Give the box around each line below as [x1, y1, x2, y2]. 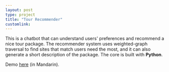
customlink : [5, 21, 31, 27]
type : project [5, 12, 36, 17]
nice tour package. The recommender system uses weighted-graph [5, 41, 148, 47]
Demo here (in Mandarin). [5, 61, 60, 67]
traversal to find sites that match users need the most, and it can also [5, 46, 151, 52]
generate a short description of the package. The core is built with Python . [5, 52, 163, 58]
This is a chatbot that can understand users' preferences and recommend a [5, 35, 164, 42]
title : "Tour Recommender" [5, 17, 63, 22]
